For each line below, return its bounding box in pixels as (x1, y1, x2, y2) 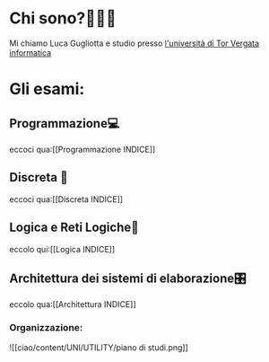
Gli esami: (9, 79, 85, 100)
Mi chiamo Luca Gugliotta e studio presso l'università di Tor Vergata (9, 38, 260, 49)
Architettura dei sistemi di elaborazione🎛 (9, 270, 247, 286)
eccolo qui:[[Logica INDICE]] (9, 243, 116, 254)
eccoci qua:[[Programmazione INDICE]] (9, 144, 156, 155)
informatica (9, 47, 52, 57)
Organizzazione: (9, 322, 83, 334)
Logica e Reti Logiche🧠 (9, 220, 139, 235)
